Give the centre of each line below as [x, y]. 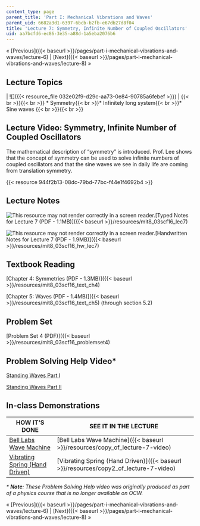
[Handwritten [171, 233]
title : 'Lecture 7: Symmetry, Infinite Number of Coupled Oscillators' [97, 28]
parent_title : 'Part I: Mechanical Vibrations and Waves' [79, 17]
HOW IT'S [30, 422]
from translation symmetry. [39, 170]
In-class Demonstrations [53, 406]
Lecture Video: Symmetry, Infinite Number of [91, 128]
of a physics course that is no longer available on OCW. [75, 493]
